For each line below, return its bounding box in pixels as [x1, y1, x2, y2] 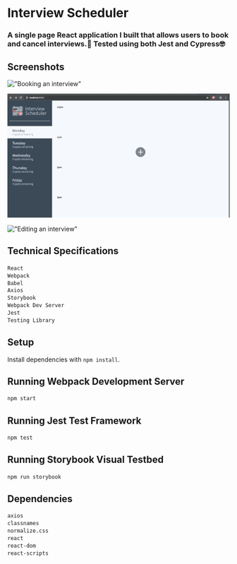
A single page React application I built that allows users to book [7, 30, 229, 40]
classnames [7, 520, 39, 527]
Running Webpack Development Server [7, 376, 185, 388]
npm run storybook [7, 473, 61, 481]
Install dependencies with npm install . [7, 355, 120, 364]
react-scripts [7, 549, 49, 557]
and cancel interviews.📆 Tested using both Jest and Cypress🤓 [7, 39, 226, 49]
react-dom [7, 542, 37, 549]
